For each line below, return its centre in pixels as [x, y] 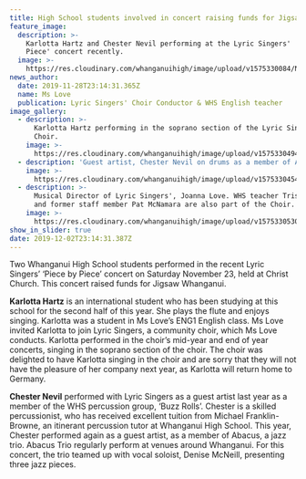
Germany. [28, 379]
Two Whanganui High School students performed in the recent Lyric [137, 265]
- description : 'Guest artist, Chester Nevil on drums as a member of [154, 162]
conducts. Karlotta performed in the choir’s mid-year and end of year [139, 340]
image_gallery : [38, 111]
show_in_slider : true [51, 230]
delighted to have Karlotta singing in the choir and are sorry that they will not [153, 359]
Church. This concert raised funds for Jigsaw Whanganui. [118, 284]
